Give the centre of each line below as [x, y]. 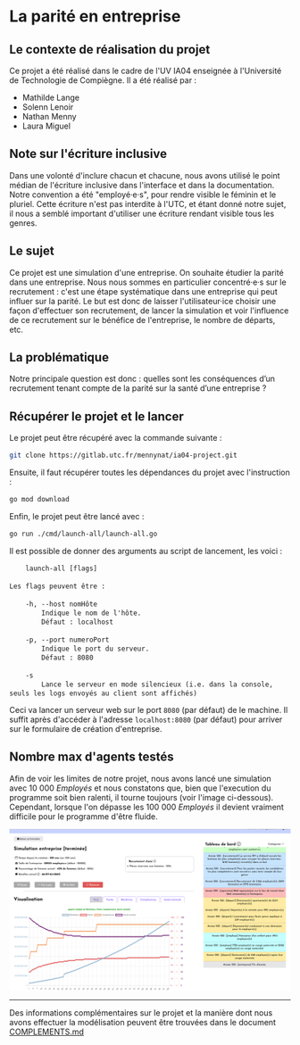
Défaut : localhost [78, 622]
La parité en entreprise [95, 17]
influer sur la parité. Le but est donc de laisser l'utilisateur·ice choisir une [143, 301]
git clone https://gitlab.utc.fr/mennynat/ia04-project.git [124, 456]
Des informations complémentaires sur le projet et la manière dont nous [141, 1012]
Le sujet [32, 251]
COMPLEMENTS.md [47, 1032]
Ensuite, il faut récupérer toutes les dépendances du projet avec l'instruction [150, 473]
